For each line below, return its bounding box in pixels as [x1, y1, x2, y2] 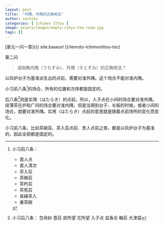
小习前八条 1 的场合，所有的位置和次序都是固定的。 [5, 85, 105, 91]
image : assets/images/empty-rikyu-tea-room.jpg [5, 25, 104, 30]
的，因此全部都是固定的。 [5, 131, 57, 137]
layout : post [5, 7, 32, 12]
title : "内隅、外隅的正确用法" [5, 12, 63, 17]
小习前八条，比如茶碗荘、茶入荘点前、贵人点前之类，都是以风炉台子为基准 [5, 125, 155, 131]
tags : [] [5, 30, 23, 35]
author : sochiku [5, 16, 38, 21]
